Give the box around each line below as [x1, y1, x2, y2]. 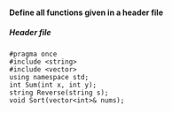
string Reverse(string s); [9, 88, 109, 97]
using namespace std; [9, 72, 90, 81]
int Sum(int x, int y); [9, 80, 98, 89]
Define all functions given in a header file [9, 7, 164, 18]
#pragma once [9, 49, 58, 58]
